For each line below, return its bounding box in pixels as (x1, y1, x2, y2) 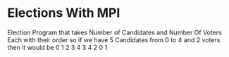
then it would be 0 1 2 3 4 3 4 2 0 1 (7, 43, 108, 51)
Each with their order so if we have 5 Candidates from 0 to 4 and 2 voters (7, 35, 221, 44)
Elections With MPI (7, 5, 120, 21)
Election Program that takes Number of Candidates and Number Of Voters (7, 28, 222, 37)
